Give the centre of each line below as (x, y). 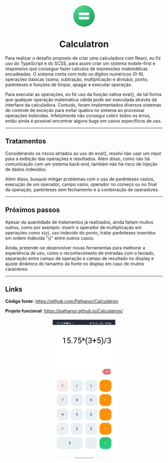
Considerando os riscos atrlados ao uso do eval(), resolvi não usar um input (83, 153)
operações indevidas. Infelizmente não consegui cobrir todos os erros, (78, 115)
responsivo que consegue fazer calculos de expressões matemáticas (76, 68)
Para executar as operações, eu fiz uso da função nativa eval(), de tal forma (83, 94)
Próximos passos (32, 210)
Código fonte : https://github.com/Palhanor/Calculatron (62, 301)
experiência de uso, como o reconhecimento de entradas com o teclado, (80, 253)
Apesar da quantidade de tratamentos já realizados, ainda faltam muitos (79, 222)
